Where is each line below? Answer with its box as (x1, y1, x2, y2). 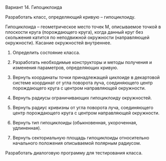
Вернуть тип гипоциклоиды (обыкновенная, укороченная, (12, 120, 137, 125)
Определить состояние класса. (12, 50, 80, 55)
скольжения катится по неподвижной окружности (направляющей (5, 35, 150, 40)
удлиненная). (12, 125, 41, 131)
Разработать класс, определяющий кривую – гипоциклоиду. (5, 14, 136, 20)
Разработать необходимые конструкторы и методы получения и (12, 59, 152, 65)
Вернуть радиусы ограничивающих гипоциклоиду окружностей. (12, 95, 152, 101)
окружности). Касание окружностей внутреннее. (5, 40, 112, 46)
